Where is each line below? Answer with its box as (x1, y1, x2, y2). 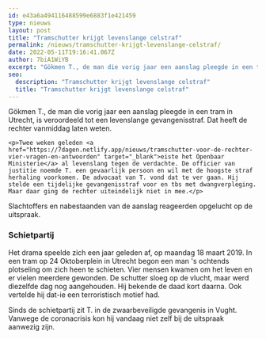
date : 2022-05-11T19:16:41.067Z (8, 48, 115, 56)
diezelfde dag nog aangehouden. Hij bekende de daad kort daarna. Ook (8, 281, 242, 291)
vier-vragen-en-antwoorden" (8, 153, 101, 161)
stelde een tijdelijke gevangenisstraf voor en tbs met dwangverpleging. (8, 181, 257, 189)
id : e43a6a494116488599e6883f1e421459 (8, 11, 136, 20)
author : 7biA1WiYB (8, 56, 69, 64)
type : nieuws (8, 19, 51, 27)
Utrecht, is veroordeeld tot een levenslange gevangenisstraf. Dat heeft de (8, 116, 248, 125)
